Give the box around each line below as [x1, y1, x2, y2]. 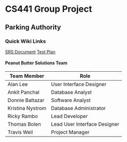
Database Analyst [51, 89, 92, 96]
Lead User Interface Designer [51, 121, 120, 128]
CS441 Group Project [5, 3, 93, 15]
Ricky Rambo [7, 113, 38, 120]
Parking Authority [5, 23, 62, 31]
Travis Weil [7, 129, 33, 136]
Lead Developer [51, 113, 88, 120]
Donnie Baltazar [7, 97, 45, 104]
